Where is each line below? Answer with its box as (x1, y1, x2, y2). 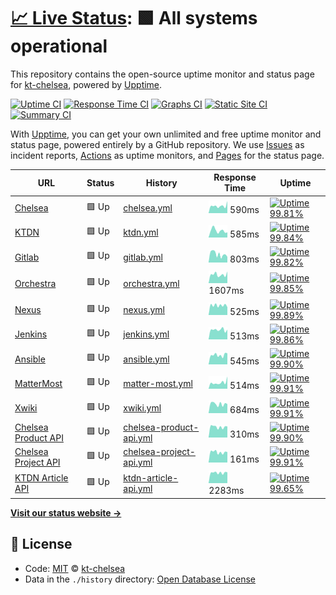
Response (213, 171, 257, 184)
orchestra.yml (123, 277, 180, 289)
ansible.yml (123, 353, 170, 365)
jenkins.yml (123, 328, 170, 340)
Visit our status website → (10, 506, 122, 519)
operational (10, 35, 108, 58)
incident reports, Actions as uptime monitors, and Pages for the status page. (10, 149, 325, 161)
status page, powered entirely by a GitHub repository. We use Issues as (10, 138, 305, 150)
